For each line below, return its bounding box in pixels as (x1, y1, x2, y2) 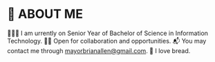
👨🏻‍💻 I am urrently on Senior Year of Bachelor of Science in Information (7, 29, 209, 37)
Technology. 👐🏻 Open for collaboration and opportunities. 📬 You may (7, 37, 207, 45)
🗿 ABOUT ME (7, 6, 83, 22)
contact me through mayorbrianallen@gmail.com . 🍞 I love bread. (7, 46, 191, 54)
